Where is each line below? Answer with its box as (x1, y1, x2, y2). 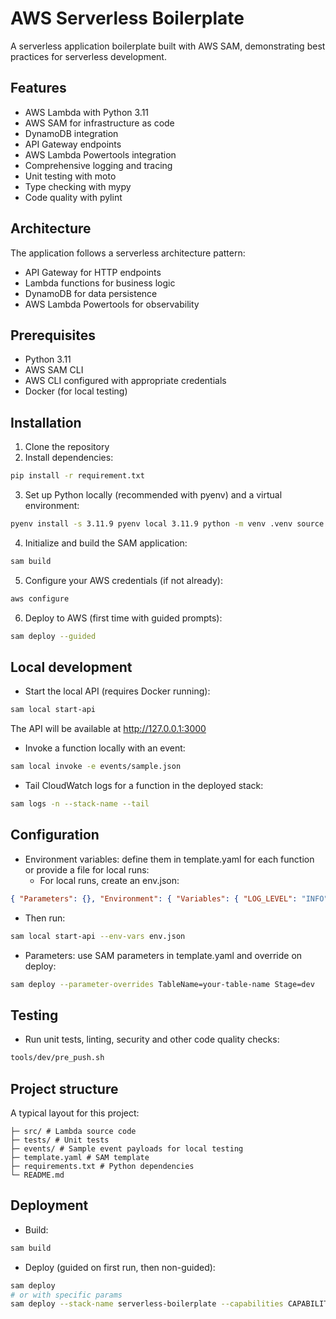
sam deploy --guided (10, 631, 97, 641)
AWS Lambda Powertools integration (24, 148, 177, 161)
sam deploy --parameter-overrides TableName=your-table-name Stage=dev (10, 979, 315, 989)
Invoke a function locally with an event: (24, 742, 186, 754)
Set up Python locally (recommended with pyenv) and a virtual (24, 489, 283, 501)
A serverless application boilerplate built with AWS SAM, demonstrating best (10, 40, 326, 52)
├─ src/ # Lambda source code (10, 1126, 137, 1136)
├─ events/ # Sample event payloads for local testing (10, 1143, 244, 1154)
